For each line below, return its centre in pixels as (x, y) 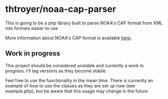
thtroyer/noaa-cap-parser (61, 9)
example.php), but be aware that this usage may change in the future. (77, 91)
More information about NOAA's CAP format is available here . (68, 38)
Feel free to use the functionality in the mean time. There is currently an (79, 80)
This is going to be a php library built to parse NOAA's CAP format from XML (84, 23)
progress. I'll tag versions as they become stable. (56, 71)
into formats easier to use (32, 28)
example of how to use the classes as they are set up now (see (70, 86)
